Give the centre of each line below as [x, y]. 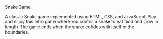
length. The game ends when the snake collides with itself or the [70, 27]
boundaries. [17, 32]
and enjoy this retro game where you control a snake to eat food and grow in [81, 22]
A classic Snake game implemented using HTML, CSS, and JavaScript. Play [81, 16]
